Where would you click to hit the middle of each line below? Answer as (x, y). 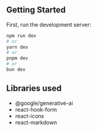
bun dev (16, 70)
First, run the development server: (49, 24)
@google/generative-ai (44, 103)
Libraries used (34, 88)
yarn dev (17, 47)
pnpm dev (17, 58)
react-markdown (36, 122)
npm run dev (21, 36)
